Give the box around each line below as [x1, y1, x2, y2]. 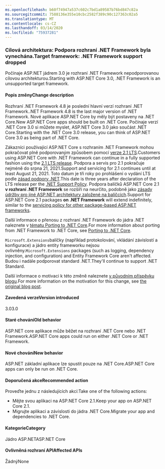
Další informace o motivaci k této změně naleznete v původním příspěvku [5, 273, 155, 279]
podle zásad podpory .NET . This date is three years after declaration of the [5, 176, 157, 182]
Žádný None [5, 458, 29, 464]
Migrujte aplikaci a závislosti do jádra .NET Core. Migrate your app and [12, 409, 155, 415]
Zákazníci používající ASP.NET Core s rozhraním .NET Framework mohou [5, 144, 154, 150]
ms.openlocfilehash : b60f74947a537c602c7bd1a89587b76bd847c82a [5, 7, 138, 12]
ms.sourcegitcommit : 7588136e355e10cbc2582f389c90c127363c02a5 [5, 12, 138, 17]
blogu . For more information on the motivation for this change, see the [5, 278, 147, 284]
